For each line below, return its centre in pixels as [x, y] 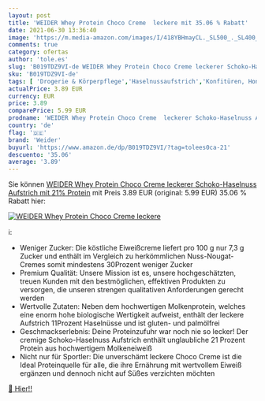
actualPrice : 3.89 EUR [45, 89]
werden [32, 298]
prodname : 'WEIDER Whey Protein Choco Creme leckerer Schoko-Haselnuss [130, 118]
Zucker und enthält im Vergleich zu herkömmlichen [103, 256]
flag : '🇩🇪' [28, 132]
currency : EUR [32, 96]
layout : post [30, 15]
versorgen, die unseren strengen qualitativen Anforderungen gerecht [131, 290]
